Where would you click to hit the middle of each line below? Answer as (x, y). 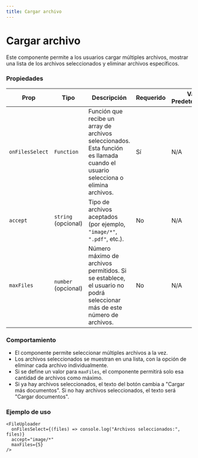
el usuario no (106, 285)
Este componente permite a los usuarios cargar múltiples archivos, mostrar (97, 57)
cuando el (102, 163)
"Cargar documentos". (42, 397)
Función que (105, 111)
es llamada (103, 155)
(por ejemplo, (107, 224)
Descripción (109, 97)
